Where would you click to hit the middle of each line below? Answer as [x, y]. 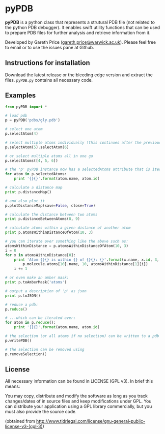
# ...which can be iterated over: [41, 318]
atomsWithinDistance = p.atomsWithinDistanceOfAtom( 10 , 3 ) [67, 246]
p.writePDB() [18, 341]
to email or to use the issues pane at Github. [50, 47]
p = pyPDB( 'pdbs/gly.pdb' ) [33, 120]
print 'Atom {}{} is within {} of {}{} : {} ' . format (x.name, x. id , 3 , [87, 260]
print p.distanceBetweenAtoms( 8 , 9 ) [42, 219]
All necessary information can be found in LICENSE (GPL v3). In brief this [79, 381]
